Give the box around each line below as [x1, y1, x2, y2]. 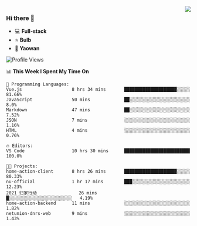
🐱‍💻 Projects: [6, 163, 38, 169]
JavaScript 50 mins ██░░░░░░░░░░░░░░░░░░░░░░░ [6, 97, 191, 103]
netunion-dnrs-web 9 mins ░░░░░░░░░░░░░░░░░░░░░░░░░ [6, 211, 191, 217]
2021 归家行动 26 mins [6, 190, 98, 196]
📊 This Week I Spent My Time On [6, 68, 89, 75]
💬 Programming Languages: [6, 81, 69, 87]
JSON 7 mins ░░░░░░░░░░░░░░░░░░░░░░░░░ [6, 117, 191, 124]
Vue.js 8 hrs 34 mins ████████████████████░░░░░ [6, 87, 191, 93]
